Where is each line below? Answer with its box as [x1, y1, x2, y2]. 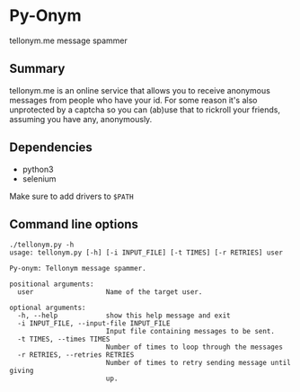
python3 [22, 164, 54, 174]
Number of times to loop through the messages [105, 343, 283, 352]
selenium [22, 173, 57, 184]
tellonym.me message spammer [9, 35, 128, 46]
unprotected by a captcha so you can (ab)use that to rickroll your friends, [9, 104, 281, 115]
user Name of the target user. [17, 288, 203, 297]
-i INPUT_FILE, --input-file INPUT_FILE [17, 319, 171, 328]
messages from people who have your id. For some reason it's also [9, 94, 258, 105]
